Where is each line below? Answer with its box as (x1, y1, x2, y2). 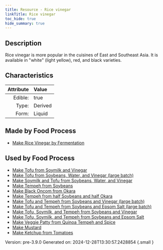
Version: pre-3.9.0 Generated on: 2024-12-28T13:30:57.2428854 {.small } (5, 239, 154, 245)
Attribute (7, 86, 29, 93)
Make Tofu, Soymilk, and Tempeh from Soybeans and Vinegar (12, 209, 138, 215)
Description (5, 39, 42, 47)
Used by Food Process (5, 154, 75, 162)
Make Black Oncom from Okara (12, 188, 76, 194)
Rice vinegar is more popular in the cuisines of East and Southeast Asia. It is (5, 52, 158, 58)
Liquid (33, 110, 48, 117)
